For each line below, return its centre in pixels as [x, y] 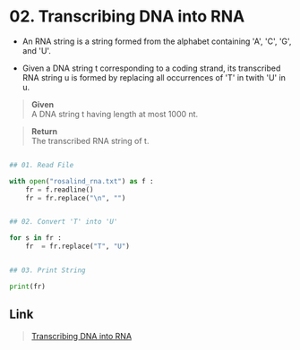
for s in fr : [36, 238]
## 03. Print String [48, 270]
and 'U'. [37, 50]
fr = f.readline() [60, 190]
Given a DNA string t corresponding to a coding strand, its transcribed [151, 68]
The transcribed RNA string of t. [90, 141]
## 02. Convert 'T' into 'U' [64, 222]
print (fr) [28, 286]
